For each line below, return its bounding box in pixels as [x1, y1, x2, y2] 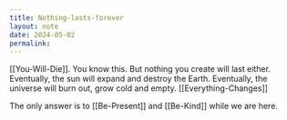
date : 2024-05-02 [9, 30, 76, 39]
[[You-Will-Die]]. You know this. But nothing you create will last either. [9, 64, 272, 75]
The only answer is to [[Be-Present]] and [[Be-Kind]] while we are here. [9, 101, 278, 112]
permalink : [9, 38, 51, 48]
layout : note [9, 22, 59, 31]
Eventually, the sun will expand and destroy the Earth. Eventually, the [9, 74, 268, 85]
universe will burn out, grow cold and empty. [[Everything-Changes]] [9, 83, 269, 94]
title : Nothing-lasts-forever [9, 13, 125, 23]
